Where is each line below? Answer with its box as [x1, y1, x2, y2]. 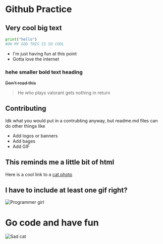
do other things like [5, 123, 45, 129]
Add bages [12, 138, 36, 144]
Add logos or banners [12, 132, 58, 139]
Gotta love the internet [12, 56, 60, 62]
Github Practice [5, 4, 72, 15]
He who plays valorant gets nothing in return [17, 90, 111, 96]
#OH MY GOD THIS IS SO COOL [5, 41, 65, 46]
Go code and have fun [5, 217, 99, 228]
